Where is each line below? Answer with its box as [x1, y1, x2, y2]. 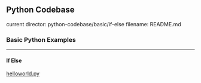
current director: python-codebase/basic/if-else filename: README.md [6, 20, 181, 27]
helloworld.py [6, 70, 40, 77]
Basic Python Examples [6, 35, 76, 44]
